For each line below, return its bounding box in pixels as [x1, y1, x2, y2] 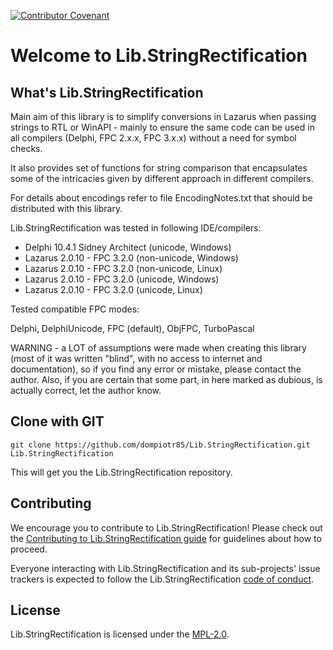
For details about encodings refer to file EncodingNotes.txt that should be [10, 192, 313, 204]
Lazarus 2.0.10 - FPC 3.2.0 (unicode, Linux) [24, 284, 203, 295]
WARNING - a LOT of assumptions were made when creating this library [10, 342, 307, 354]
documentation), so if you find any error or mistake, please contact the [10, 363, 302, 375]
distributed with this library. [10, 203, 123, 214]
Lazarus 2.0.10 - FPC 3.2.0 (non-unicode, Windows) [24, 252, 239, 264]
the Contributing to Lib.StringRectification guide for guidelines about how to [10, 532, 322, 544]
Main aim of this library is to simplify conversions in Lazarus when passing [10, 111, 317, 122]
